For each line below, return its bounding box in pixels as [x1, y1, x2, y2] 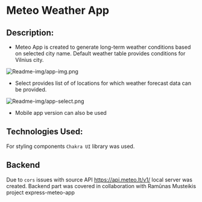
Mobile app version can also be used [14, 109, 107, 116]
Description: [6, 28, 54, 38]
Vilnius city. [14, 57, 44, 63]
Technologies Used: [6, 127, 83, 137]
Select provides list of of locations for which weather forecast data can [14, 79, 192, 87]
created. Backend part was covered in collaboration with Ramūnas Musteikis [6, 182, 197, 189]
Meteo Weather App [6, 4, 110, 17]
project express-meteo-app [6, 189, 75, 196]
